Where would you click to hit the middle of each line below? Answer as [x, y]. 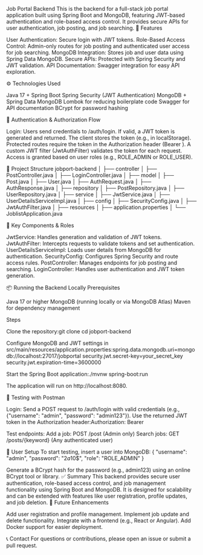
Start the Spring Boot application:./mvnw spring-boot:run [77, 374]
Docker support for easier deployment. [55, 527]
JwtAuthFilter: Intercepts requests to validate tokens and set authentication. [101, 243]
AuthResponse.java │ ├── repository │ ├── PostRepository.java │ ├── [95, 188]
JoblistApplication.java [34, 213]
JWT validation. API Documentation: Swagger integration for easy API [93, 65]
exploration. [21, 72]
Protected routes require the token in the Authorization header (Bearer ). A [99, 144]
